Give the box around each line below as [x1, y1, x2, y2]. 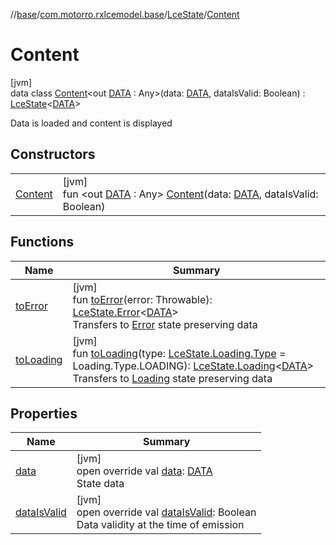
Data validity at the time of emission [76, 518, 245, 532]
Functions [10, 234, 75, 251]
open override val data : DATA [76, 464, 213, 478]
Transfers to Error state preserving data [72, 317, 258, 331]
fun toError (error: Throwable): [72, 292, 213, 306]
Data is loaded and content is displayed [10, 117, 173, 129]
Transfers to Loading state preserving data [72, 371, 273, 385]
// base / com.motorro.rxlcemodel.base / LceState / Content [10, 9, 240, 20]
